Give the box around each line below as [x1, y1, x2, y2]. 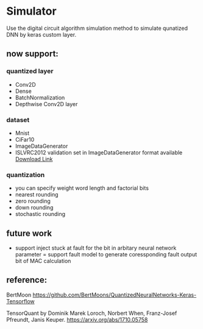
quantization [6, 170, 45, 179]
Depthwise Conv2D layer [15, 100, 78, 107]
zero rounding [15, 197, 51, 205]
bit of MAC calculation [15, 258, 71, 265]
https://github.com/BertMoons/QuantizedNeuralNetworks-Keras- [32, 291, 197, 298]
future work [6, 228, 52, 239]
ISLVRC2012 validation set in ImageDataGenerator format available [15, 148, 183, 156]
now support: [6, 49, 59, 59]
